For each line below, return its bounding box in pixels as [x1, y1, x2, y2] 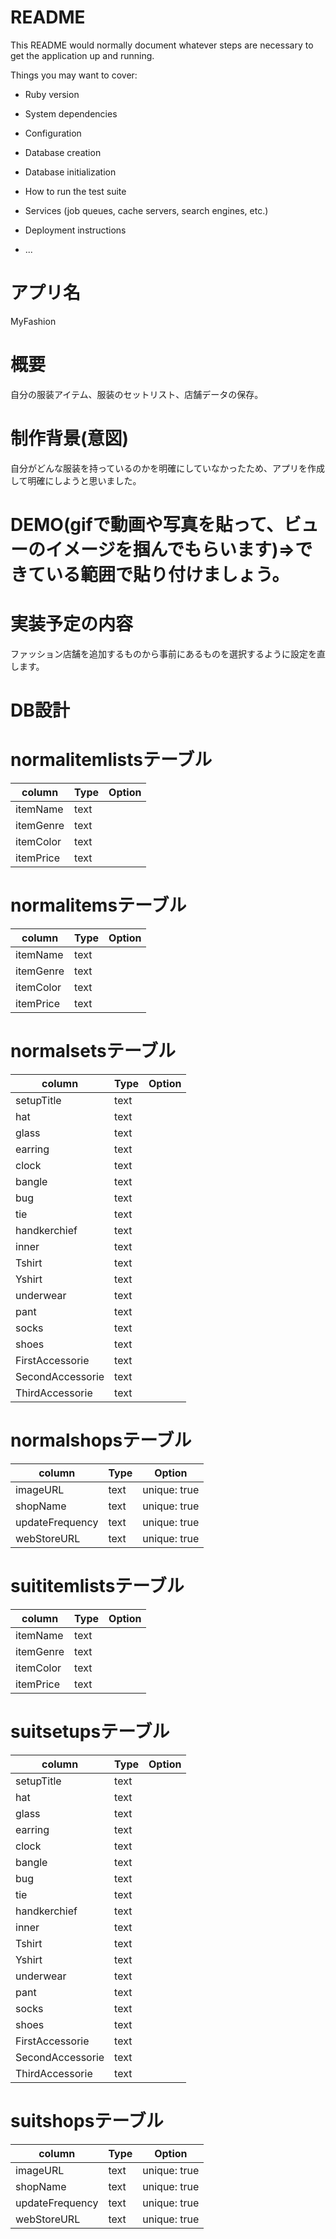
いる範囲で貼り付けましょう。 [45, 563, 290, 586]
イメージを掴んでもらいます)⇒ [45, 538, 296, 561]
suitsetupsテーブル [10, 1720, 170, 1743]
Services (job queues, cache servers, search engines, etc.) [24, 204, 269, 216]
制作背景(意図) [10, 427, 130, 450]
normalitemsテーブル [10, 894, 187, 917]
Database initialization [24, 166, 117, 178]
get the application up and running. [10, 49, 155, 61]
